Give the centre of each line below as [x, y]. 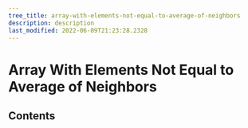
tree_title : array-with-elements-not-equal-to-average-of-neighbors [124, 16]
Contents [32, 116]
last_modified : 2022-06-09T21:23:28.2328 [78, 30]
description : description [51, 23]
